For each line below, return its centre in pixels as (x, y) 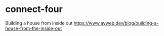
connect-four (34, 9)
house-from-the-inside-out (34, 28)
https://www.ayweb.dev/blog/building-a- (116, 23)
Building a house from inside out (39, 23)
